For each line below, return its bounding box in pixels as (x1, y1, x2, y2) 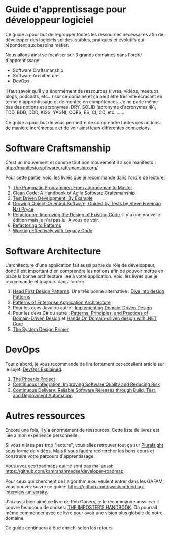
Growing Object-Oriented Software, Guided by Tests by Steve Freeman (12, 200, 161, 206)
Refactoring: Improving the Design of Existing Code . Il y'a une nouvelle (12, 211, 161, 217)
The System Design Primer (12, 326, 69, 332)
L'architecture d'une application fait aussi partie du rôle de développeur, (5, 262, 156, 268)
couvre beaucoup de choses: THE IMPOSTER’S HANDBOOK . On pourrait (5, 504, 158, 510)
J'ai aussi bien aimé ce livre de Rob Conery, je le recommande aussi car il (5, 498, 159, 504)
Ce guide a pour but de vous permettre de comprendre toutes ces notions (5, 119, 160, 125)
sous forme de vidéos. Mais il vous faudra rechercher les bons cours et (5, 448, 154, 454)
